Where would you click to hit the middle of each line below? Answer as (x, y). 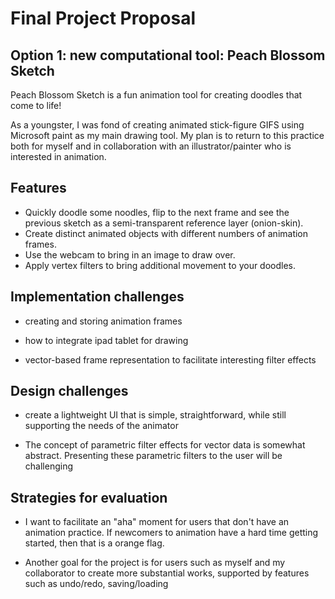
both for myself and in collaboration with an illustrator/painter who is (151, 146)
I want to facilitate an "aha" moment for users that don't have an (157, 522)
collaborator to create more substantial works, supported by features (167, 573)
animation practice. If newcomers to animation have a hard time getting (171, 533)
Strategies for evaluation (89, 497)
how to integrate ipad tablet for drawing (106, 340)
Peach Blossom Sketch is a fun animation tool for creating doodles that (156, 95)
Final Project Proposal (103, 18)
